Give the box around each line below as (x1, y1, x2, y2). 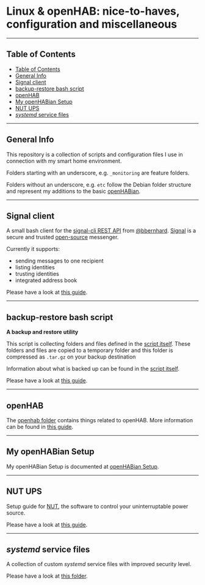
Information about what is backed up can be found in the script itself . (6, 365, 180, 373)
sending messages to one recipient (15, 257, 104, 264)
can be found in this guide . (6, 423, 74, 430)
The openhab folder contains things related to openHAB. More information (6, 417, 193, 423)
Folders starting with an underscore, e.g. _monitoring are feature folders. (6, 169, 190, 176)
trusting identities (15, 270, 59, 278)
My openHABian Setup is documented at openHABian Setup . (6, 463, 159, 470)
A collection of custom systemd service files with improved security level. (6, 561, 192, 568)
